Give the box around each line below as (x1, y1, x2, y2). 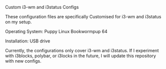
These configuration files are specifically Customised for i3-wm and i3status (5, 14, 162, 19)
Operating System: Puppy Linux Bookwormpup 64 (5, 29, 108, 34)
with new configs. (5, 58, 42, 64)
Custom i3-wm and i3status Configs (5, 4, 79, 10)
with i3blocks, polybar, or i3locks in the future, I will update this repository (5, 53, 156, 59)
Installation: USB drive (5, 38, 51, 44)
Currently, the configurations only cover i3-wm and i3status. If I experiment (5, 48, 159, 53)
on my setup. (5, 19, 32, 25)
